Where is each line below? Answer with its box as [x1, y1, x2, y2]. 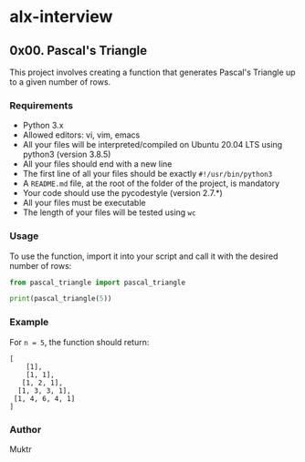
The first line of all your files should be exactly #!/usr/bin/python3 [22, 169, 273, 180]
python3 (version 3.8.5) [22, 149, 111, 160]
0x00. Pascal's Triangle [9, 43, 148, 58]
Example [9, 316, 49, 329]
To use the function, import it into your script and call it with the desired [9, 251, 279, 262]
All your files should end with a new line [22, 159, 173, 169]
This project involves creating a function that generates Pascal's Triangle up [9, 67, 296, 77]
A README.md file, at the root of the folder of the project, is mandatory [22, 178, 280, 189]
